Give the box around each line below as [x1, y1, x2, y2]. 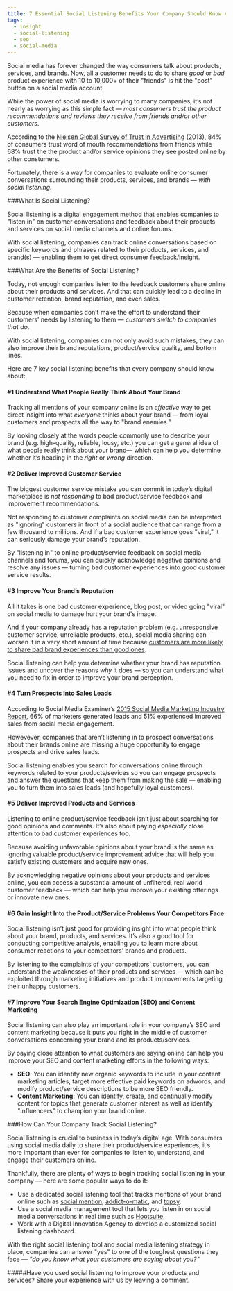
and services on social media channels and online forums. [7, 225, 173, 233]
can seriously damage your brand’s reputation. [7, 535, 141, 544]
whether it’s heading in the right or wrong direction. [7, 453, 154, 462]
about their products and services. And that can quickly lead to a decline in [7, 288, 222, 295]
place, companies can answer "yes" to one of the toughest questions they [7, 1248, 219, 1256]
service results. [7, 571, 51, 579]
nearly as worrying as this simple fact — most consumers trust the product [7, 105, 221, 113]
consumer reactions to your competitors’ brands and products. [7, 947, 187, 955]
